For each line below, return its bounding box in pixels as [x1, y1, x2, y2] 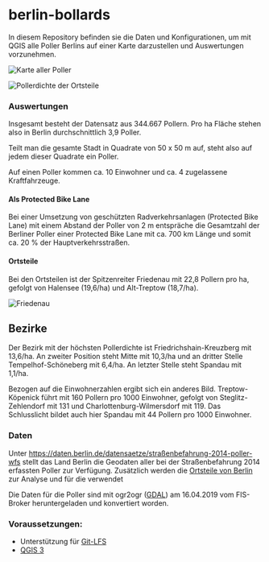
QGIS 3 [19, 545, 44, 555]
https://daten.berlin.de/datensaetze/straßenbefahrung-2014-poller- [28, 448, 253, 458]
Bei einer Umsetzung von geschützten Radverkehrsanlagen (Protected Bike [8, 212, 259, 222]
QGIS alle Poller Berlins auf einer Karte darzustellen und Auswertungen [8, 40, 244, 50]
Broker [8, 498, 31, 508]
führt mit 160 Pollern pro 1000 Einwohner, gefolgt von [41, 393, 218, 403]
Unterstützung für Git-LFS [19, 537, 107, 547]
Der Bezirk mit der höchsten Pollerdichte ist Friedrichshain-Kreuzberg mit [8, 343, 252, 353]
